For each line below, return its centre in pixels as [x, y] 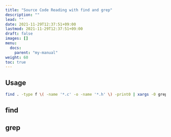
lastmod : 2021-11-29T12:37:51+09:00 [44, 29]
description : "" [22, 15]
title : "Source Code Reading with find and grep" [59, 10]
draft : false [19, 34]
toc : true [16, 62]
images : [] [17, 39]
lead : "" [15, 19]
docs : [16, 48]
